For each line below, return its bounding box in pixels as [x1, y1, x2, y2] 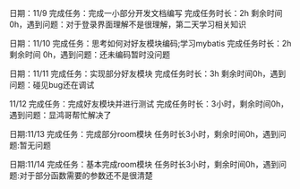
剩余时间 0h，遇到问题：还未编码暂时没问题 [9, 49, 171, 60]
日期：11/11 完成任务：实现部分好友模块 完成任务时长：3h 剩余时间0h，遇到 [9, 68, 287, 79]
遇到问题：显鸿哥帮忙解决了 [9, 110, 112, 120]
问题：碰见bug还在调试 [9, 80, 95, 90]
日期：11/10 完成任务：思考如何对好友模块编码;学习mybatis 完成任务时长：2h [9, 39, 292, 48]
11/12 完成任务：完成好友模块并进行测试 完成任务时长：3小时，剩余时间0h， [9, 99, 289, 109]
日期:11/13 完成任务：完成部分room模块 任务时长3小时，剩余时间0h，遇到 [9, 129, 279, 139]
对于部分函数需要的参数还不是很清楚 [19, 170, 154, 181]
